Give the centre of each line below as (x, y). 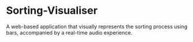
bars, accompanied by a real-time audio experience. (69, 32)
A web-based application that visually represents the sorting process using (97, 26)
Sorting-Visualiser (52, 11)
